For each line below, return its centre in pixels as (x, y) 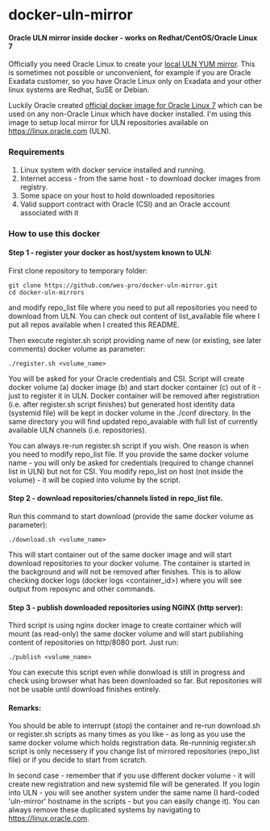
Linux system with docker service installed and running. (112, 169)
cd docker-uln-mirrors (46, 292)
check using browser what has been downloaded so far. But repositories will (135, 681)
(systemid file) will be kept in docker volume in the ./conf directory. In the (130, 412)
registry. (34, 186)
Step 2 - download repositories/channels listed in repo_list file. (116, 499)
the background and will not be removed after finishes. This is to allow (125, 572)
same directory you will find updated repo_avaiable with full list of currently (133, 421)
